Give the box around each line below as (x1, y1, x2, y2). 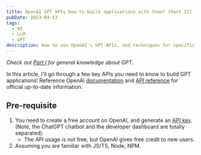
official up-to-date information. (6, 83, 83, 90)
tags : (6, 20, 20, 26)
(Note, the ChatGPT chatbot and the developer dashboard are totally (14, 123, 185, 130)
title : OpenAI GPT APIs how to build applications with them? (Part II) (6, 8, 193, 15)
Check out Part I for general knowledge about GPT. (6, 58, 134, 66)
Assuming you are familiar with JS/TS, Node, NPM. (14, 142, 141, 149)
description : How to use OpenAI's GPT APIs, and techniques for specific (6, 43, 196, 49)
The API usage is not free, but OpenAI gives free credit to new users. (23, 136, 195, 143)
